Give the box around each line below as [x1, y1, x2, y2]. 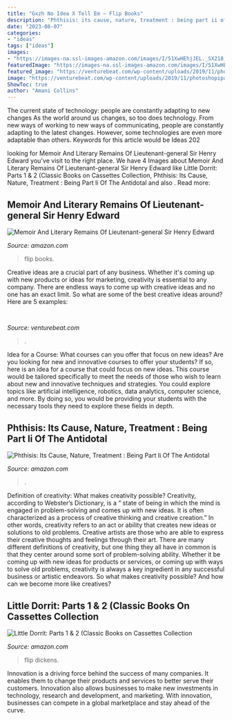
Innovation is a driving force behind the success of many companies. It [7, 669, 209, 677]
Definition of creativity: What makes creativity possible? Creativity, [7, 492, 197, 500]
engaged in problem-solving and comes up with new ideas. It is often [7, 506, 204, 514]
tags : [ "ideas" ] [7, 42, 54, 49]
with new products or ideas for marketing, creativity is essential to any [7, 275, 207, 284]
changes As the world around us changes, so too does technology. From [7, 114, 214, 122]
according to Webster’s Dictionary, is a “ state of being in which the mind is [7, 499, 221, 507]
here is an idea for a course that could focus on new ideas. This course [7, 365, 209, 374]
